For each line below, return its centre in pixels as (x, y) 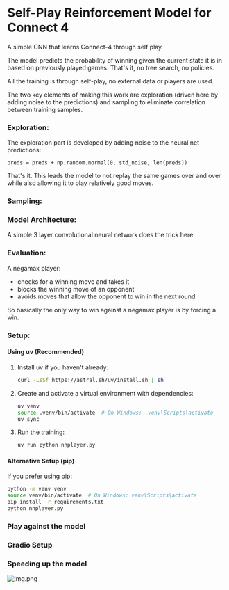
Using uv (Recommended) (46, 352)
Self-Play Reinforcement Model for (109, 13)
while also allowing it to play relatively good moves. (80, 183)
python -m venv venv (37, 489)
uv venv (28, 406)
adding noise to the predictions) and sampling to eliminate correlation (107, 102)
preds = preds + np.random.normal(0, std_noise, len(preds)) (97, 163)
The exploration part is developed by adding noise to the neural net (103, 143)
